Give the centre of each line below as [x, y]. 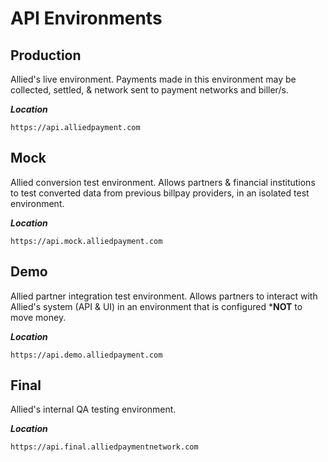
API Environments [86, 18]
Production [46, 55]
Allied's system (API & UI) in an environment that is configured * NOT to [156, 306]
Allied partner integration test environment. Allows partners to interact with [164, 296]
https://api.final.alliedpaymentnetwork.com [104, 447]
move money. [38, 317]
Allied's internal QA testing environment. [93, 409]
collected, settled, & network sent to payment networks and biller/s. [149, 90]
